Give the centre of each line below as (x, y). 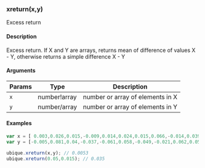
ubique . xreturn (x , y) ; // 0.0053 (47, 153)
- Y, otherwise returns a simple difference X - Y (66, 56)
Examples (19, 123)
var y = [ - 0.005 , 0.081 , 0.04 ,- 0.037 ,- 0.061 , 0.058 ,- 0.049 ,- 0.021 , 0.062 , (98, 142)
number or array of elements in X (130, 97)
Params (21, 86)
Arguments (21, 71)
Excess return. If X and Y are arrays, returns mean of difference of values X (101, 50)
